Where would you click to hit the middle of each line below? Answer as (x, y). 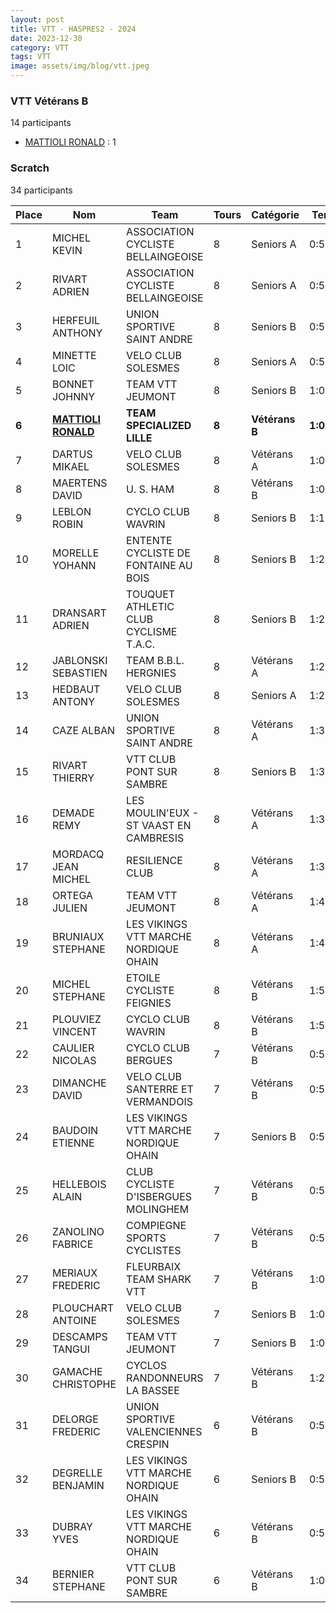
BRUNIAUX (78, 936)
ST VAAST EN (159, 825)
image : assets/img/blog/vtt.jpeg (80, 66)
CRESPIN (148, 1444)
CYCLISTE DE (158, 553)
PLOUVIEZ (76, 1019)
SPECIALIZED (159, 425)
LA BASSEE (153, 1390)
